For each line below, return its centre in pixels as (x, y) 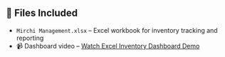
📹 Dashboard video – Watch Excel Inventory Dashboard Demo (108, 46)
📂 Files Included (42, 13)
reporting (30, 38)
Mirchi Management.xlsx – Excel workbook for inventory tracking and (117, 30)
